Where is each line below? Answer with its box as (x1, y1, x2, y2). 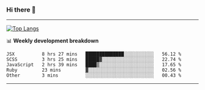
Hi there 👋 (6, 5, 37, 14)
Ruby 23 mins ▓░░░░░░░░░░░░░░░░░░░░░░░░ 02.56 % (6, 67, 182, 74)
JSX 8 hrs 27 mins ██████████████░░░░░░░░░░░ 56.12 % (6, 51, 182, 57)
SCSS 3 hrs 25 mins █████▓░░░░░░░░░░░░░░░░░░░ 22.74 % (6, 57, 182, 63)
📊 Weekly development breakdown (6, 37, 99, 44)
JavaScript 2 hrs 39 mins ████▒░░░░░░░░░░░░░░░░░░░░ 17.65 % (6, 62, 182, 68)
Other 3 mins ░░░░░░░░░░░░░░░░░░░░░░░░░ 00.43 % (6, 72, 182, 78)
